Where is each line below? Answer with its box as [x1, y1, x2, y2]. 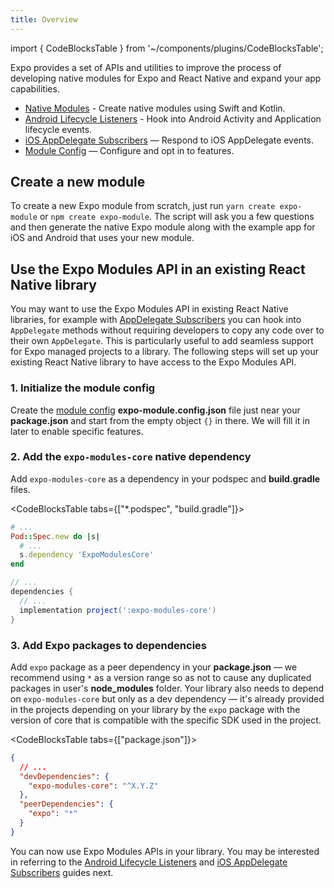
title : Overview [10, 14, 78, 25]
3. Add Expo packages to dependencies [10, 638, 207, 652]
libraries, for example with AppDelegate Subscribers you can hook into [10, 314, 302, 326]
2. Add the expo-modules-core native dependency [10, 450, 252, 464]
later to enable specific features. [10, 425, 144, 437]
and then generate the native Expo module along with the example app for [10, 221, 316, 233]
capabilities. [10, 82, 60, 95]
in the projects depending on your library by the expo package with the [10, 703, 301, 715]
